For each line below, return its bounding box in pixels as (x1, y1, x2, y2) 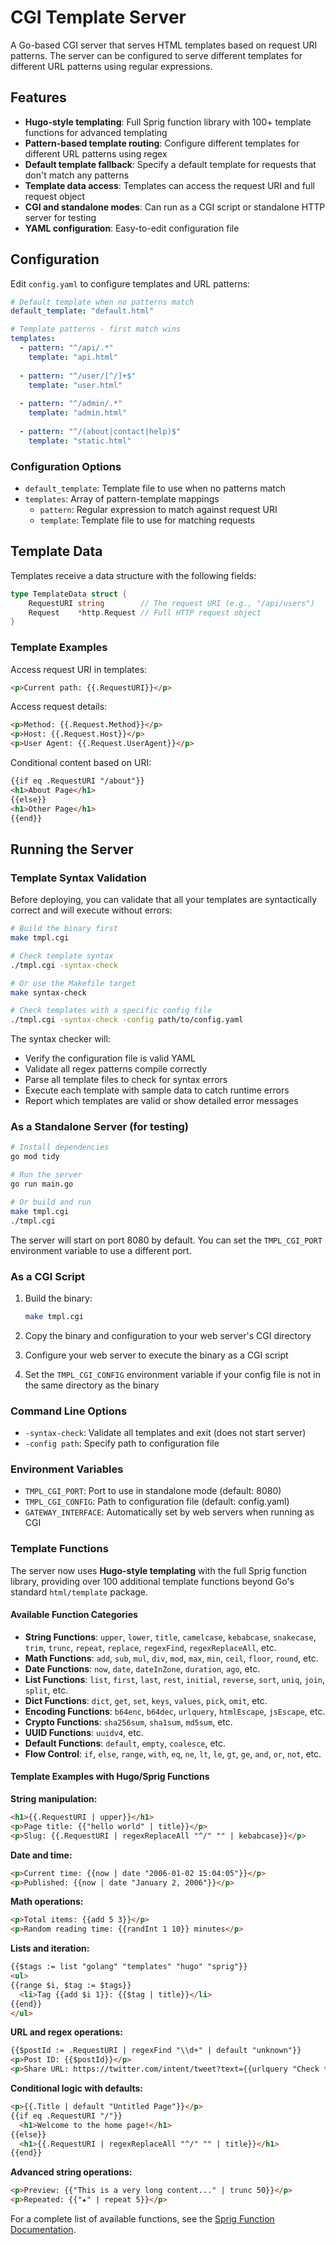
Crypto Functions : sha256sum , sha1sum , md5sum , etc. (24, 1716, 233, 1728)
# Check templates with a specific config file (10, 1006, 213, 1016)
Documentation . (10, 2224, 77, 2236)
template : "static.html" (28, 436, 132, 446)
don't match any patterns (24, 169, 130, 181)
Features (10, 89, 67, 106)
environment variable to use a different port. (10, 1244, 192, 1256)
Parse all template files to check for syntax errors (24, 1074, 228, 1086)
